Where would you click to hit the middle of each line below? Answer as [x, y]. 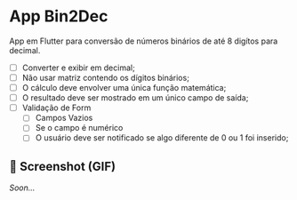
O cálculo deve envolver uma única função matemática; [124, 88]
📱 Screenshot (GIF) [63, 166]
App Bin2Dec [59, 16]
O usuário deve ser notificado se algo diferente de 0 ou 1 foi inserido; [162, 138]
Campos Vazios [64, 118]
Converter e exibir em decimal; [78, 68]
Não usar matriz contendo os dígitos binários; [105, 78]
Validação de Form [56, 108]
